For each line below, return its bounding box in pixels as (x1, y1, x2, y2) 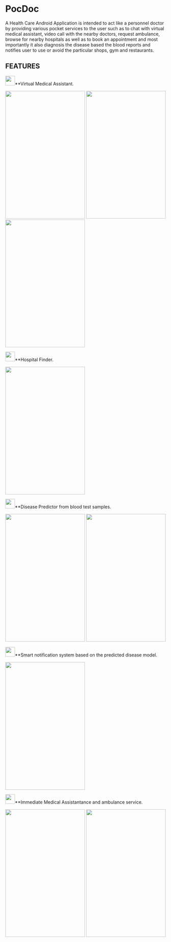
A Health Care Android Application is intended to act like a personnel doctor (5, 20, 164, 26)
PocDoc (5, 3, 39, 15)
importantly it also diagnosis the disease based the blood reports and (5, 41, 151, 48)
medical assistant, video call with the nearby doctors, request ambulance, (5, 31, 160, 37)
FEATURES (5, 62, 40, 70)
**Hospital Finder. (15, 356, 54, 363)
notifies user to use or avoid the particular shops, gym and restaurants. (5, 47, 154, 53)
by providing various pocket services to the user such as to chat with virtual (5, 25, 164, 31)
